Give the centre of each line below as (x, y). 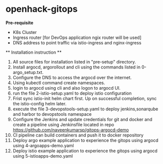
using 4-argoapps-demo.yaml (43, 145)
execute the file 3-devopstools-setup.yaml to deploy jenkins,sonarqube (85, 109)
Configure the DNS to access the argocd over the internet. (72, 77)
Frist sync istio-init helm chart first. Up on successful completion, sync (85, 98)
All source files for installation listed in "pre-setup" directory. (74, 62)
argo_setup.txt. (28, 72)
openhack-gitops (42, 9)
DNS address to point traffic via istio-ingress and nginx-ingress (77, 42)
